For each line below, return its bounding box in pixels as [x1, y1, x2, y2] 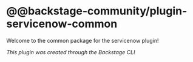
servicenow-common [6, 17, 118, 31]
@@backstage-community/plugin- [6, 4, 188, 18]
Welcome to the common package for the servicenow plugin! [6, 37, 159, 44]
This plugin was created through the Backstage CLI [6, 48, 135, 55]
